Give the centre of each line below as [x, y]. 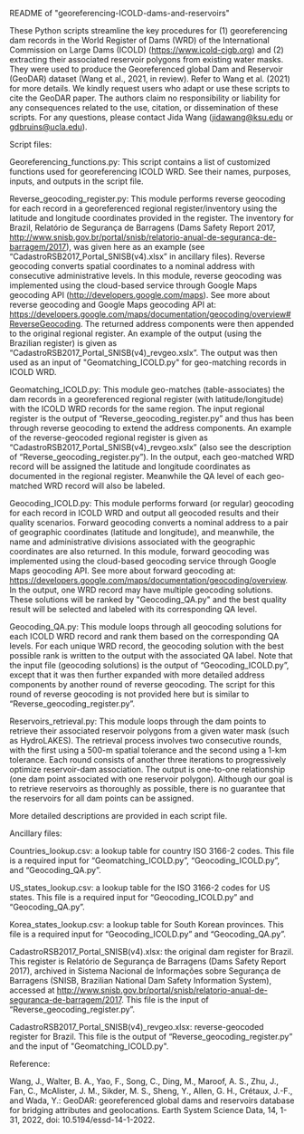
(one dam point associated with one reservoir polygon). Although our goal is [152, 779]
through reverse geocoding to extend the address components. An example [151, 428]
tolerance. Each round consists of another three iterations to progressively [148, 759]
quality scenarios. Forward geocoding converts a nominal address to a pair [149, 523]
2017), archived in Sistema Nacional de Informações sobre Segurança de [145, 971]
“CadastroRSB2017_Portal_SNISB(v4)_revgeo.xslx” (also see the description [150, 447]
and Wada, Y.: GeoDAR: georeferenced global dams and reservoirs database [152, 1100]
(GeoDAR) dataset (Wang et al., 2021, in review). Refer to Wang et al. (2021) [150, 79]
